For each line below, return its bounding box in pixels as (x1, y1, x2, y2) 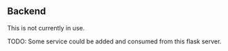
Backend (7, 6, 46, 17)
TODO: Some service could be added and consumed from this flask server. (7, 37, 222, 45)
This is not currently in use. (7, 23, 85, 32)
